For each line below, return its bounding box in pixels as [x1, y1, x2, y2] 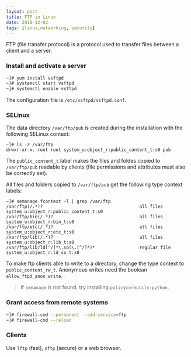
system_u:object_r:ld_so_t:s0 [6, 250, 80, 256]
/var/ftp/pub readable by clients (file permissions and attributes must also [6, 163, 186, 170]
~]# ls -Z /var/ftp [6, 142, 54, 148]
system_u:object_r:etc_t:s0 [6, 229, 75, 235]
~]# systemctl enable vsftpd [6, 86, 77, 92]
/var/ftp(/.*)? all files [6, 204, 164, 210]
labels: [6, 187, 22, 194]
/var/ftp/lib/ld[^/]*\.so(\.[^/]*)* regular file [6, 245, 171, 250]
